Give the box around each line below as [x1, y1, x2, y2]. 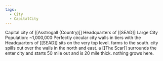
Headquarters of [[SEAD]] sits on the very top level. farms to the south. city [5, 40, 159, 46]
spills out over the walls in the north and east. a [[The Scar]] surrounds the [5, 45, 157, 51]
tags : [5, 7, 16, 12]
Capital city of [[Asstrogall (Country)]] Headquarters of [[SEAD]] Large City [5, 30, 158, 36]
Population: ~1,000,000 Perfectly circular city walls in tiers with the [5, 35, 141, 41]
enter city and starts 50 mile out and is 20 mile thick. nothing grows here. [5, 50, 154, 56]
